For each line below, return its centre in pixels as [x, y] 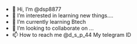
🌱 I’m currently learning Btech [49, 22]
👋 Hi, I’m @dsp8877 [37, 9]
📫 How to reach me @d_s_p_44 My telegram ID [72, 35]
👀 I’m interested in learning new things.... [62, 15]
